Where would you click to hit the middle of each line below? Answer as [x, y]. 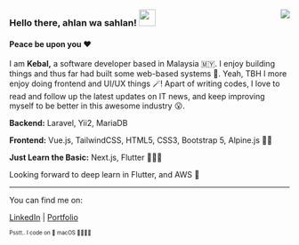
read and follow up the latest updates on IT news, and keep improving [137, 97]
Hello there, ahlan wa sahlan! [73, 22]
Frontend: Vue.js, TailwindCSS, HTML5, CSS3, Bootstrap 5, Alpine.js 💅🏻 [141, 140]
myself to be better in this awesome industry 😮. [97, 106]
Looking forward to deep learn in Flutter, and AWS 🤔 [105, 175]
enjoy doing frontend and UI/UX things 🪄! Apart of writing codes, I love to [145, 83]
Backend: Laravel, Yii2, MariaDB [69, 123]
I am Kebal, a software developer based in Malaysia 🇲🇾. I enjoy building [142, 64]
